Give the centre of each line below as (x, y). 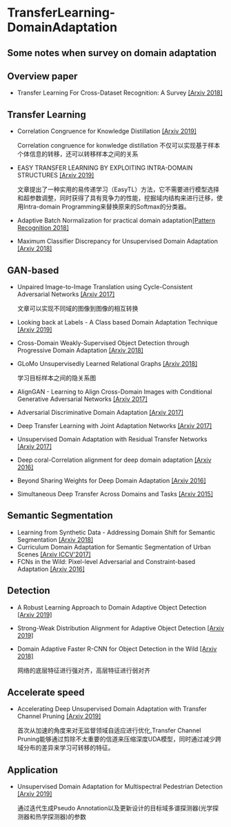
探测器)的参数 (67, 817)
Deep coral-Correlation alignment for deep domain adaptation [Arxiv (114, 460)
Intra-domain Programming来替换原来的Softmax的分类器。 (107, 207)
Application (33, 770)
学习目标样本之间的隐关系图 (57, 378)
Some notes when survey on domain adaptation (112, 53)
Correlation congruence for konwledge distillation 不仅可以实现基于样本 (119, 146)
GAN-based (33, 270)
